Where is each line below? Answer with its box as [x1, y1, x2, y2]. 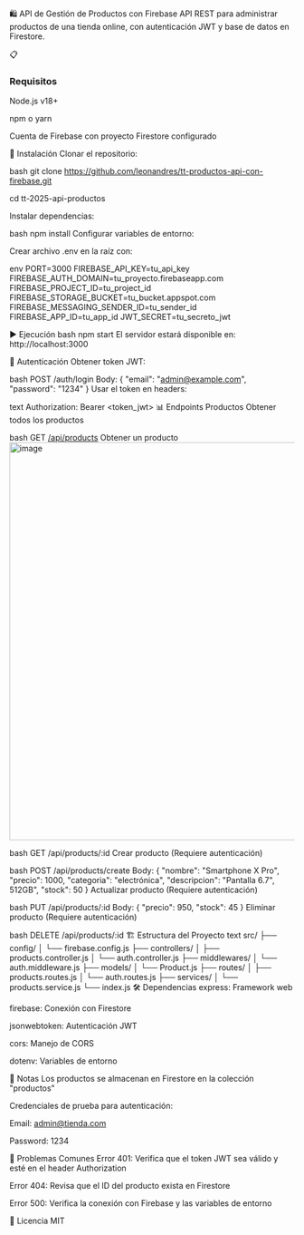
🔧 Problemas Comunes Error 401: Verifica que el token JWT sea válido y [9, 1153, 279, 1164]
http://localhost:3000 [9, 339, 89, 350]
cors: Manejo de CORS [9, 1038, 95, 1049]
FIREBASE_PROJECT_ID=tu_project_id [9, 283, 152, 294]
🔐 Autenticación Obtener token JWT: [9, 356, 147, 367]
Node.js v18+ [9, 95, 59, 107]
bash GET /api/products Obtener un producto [9, 433, 179, 443]
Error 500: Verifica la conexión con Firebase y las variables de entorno [9, 1198, 273, 1209]
